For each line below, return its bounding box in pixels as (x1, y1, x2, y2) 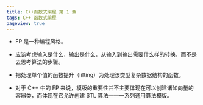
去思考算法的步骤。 (15, 59, 64, 66)
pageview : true (6, 20, 45, 26)
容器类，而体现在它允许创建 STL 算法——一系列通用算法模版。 (15, 92, 173, 100)
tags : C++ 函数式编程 (6, 15, 57, 21)
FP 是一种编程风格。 (15, 38, 66, 45)
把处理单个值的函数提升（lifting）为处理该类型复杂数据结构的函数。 (15, 71, 185, 79)
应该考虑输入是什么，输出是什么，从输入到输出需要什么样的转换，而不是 (15, 51, 197, 58)
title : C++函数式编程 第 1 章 (6, 9, 77, 15)
